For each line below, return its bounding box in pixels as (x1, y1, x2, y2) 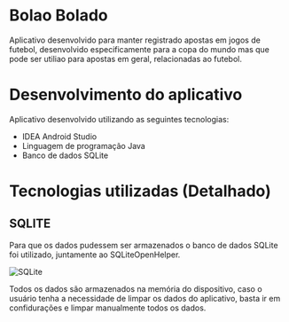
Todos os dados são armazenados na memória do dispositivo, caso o (9, 283, 263, 294)
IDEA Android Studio (21, 130, 98, 142)
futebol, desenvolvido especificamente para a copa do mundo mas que (9, 43, 270, 54)
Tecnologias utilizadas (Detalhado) (9, 181, 272, 201)
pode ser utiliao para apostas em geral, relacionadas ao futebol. (9, 53, 242, 64)
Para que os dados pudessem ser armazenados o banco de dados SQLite (9, 240, 278, 250)
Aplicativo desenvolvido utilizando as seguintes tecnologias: (9, 114, 230, 124)
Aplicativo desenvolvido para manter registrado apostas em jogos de (9, 35, 262, 45)
